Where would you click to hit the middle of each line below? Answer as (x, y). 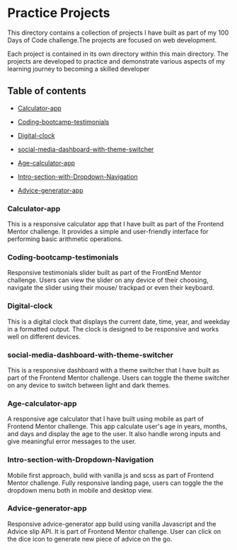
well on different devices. (44, 337)
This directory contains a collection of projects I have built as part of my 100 (118, 33)
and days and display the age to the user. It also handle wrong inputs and (114, 434)
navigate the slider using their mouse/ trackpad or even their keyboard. (111, 288)
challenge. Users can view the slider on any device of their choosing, (108, 280)
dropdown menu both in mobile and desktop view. (80, 490)
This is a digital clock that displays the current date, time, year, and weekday (118, 321)
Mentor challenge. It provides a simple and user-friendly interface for (108, 232)
